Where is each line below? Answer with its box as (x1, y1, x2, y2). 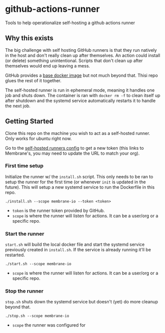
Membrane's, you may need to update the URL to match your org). (5, 150, 140, 156)
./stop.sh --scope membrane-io (5, 314, 69, 319)
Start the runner (5, 230, 44, 237)
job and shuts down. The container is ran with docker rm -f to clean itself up (5, 92, 161, 98)
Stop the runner (5, 288, 44, 295)
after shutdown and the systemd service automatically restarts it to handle (5, 98, 156, 103)
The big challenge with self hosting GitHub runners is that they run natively (5, 47, 157, 53)
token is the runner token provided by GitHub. (12, 207, 105, 213)
